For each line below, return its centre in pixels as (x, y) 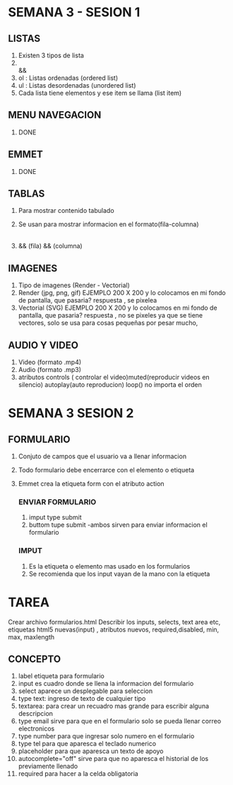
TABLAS (26, 194)
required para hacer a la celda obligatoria (78, 774)
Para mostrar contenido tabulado (66, 211)
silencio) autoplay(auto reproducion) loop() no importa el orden (110, 385)
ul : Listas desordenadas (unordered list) (77, 85)
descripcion (36, 714)
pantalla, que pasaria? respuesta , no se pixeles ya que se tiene (110, 315)
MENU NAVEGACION (55, 115)
